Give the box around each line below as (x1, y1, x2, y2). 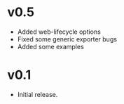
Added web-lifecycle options (17, 27, 102, 36)
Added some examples (17, 42, 84, 51)
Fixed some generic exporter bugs (17, 34, 118, 43)
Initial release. (17, 90, 58, 98)
